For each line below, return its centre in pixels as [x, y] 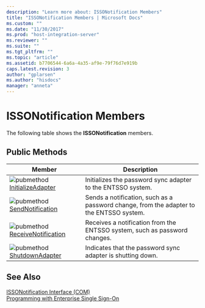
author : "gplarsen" [31, 75]
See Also [23, 277]
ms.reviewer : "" [27, 40]
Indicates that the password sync [133, 248]
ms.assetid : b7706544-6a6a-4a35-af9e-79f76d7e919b [72, 63]
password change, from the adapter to [140, 205]
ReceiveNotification [38, 234]
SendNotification [34, 208]
